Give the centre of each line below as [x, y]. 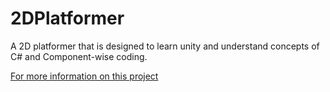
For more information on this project [84, 76]
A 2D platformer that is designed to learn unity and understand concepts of [165, 46]
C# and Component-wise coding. [79, 56]
